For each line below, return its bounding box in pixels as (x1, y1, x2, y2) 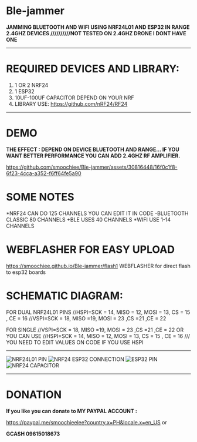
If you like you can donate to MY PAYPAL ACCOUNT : (6, 407, 138, 414)
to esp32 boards (6, 269, 46, 276)
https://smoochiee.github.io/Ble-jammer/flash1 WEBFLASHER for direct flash (6, 262, 191, 269)
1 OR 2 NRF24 (14, 81, 49, 89)
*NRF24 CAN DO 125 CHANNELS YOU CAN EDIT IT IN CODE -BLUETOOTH (6, 210, 189, 217)
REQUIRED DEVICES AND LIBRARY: (6, 62, 180, 76)
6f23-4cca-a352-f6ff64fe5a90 (6, 169, 81, 177)
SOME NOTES (6, 190, 74, 203)
